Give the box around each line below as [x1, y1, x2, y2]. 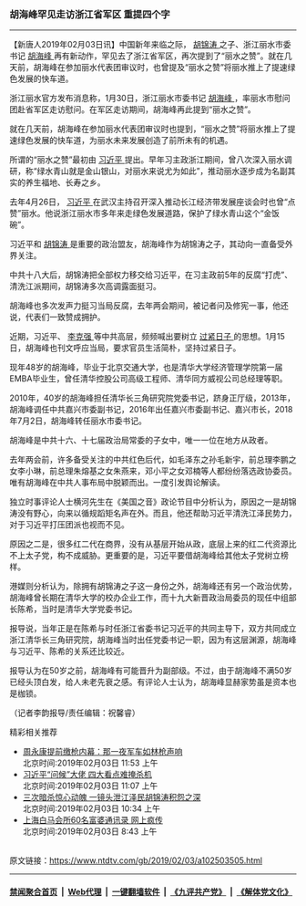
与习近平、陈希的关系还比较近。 [9, 646, 129, 657]
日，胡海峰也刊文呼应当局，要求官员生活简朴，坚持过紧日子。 [9, 342, 241, 353]
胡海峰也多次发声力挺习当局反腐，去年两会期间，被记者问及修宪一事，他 [9, 300, 280, 311]
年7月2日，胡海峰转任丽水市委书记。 [9, 415, 148, 426]
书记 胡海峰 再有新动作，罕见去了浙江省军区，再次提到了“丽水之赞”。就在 [9, 50, 285, 61]
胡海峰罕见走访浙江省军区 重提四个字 [9, 7, 170, 20]
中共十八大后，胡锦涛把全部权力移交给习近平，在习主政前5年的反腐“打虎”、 [9, 269, 293, 280]
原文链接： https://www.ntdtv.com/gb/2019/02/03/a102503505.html [9, 855, 262, 866]
